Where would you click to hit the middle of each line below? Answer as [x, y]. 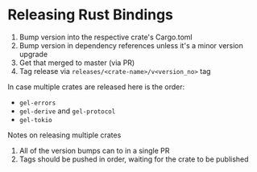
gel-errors [37, 103]
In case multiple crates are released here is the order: [96, 87]
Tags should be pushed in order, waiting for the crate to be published [134, 159]
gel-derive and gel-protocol [67, 111]
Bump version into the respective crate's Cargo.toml [106, 37]
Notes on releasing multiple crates [64, 135]
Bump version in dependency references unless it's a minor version [131, 45]
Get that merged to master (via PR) [77, 63]
